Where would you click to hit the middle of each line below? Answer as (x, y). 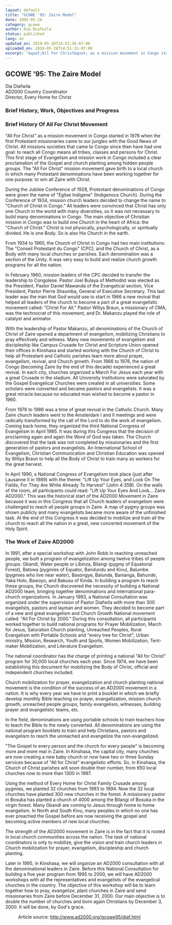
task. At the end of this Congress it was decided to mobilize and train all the (85, 518)
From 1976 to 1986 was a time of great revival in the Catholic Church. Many (84, 409)
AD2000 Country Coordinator (37, 92)
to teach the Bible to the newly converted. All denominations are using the (83, 725)
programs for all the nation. (34, 265)
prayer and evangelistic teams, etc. (42, 710)
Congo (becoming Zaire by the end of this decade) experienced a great (81, 367)
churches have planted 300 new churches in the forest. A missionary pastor (85, 794)
